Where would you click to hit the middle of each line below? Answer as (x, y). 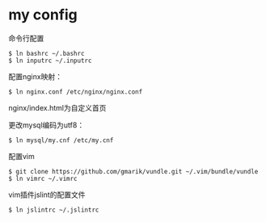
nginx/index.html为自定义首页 (57, 107)
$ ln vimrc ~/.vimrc (43, 178)
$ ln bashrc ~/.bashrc (46, 53)
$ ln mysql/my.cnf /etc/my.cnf (61, 140)
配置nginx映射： (36, 76)
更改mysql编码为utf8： (46, 125)
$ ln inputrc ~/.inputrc (50, 61)
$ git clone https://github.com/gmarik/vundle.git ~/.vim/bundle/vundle (133, 171)
